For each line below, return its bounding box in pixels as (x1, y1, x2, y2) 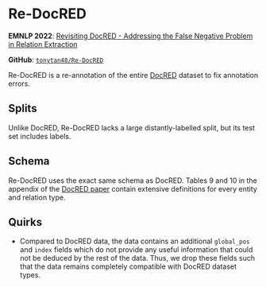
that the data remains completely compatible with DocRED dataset (19, 262, 237, 271)
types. (19, 270, 41, 280)
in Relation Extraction (8, 39, 78, 48)
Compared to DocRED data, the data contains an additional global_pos (19, 236, 250, 246)
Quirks (8, 215, 42, 229)
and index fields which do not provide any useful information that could (19, 245, 253, 254)
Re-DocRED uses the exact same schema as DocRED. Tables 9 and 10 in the (8, 176, 258, 185)
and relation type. (8, 192, 66, 202)
